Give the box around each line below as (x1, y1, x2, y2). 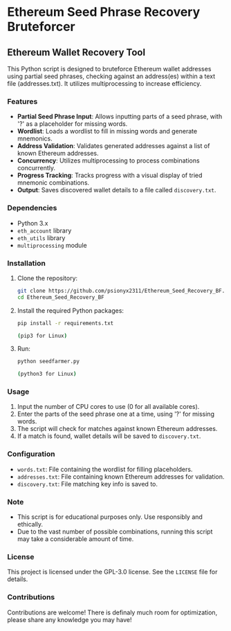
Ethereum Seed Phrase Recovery (7, 4, 201, 20)
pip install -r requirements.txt (17, 320, 114, 327)
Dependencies (7, 203, 57, 213)
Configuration (7, 449, 55, 459)
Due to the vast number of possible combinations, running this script (17, 527, 213, 536)
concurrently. (17, 164, 56, 172)
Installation (7, 258, 46, 268)
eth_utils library (17, 233, 66, 242)
